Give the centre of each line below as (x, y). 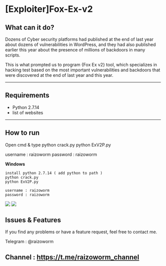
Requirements (27, 95)
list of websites (28, 112)
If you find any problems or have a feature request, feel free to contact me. (81, 232)
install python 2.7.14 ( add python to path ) (54, 173)
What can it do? (30, 27)
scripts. (13, 55)
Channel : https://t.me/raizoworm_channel (72, 257)
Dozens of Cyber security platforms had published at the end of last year (79, 39)
